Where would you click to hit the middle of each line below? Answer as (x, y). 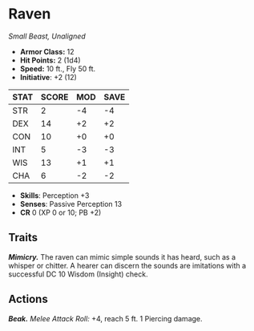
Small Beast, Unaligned (47, 36)
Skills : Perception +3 (54, 195)
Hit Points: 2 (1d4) (50, 60)
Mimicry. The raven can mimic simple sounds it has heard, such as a (122, 256)
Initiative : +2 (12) (48, 77)
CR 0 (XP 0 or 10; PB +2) (60, 212)
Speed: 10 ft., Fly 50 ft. (58, 68)
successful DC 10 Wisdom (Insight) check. (78, 274)
